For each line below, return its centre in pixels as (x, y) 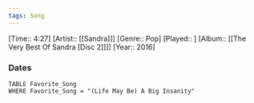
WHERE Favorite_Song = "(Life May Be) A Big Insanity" (102, 91)
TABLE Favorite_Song (43, 84)
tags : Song (26, 16)
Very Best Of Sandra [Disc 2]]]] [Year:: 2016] (82, 47)
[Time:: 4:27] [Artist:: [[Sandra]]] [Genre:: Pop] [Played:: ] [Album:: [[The (127, 38)
